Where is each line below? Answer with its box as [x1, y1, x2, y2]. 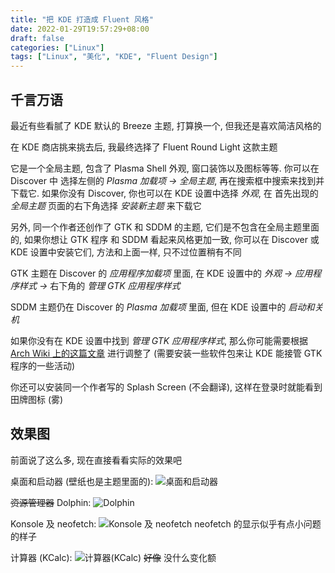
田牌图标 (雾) [10, 393, 64, 405]
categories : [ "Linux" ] [10, 42, 105, 53]
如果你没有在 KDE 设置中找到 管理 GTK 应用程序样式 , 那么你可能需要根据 [10, 334, 309, 346]
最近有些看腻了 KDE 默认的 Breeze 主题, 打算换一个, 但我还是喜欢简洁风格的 [10, 119, 322, 131]
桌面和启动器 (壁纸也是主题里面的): [10, 475, 154, 487]
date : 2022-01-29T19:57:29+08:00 [10, 24, 150, 34]
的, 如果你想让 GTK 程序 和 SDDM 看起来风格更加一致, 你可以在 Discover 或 [10, 233, 320, 245]
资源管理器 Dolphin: [10, 496, 92, 508]
